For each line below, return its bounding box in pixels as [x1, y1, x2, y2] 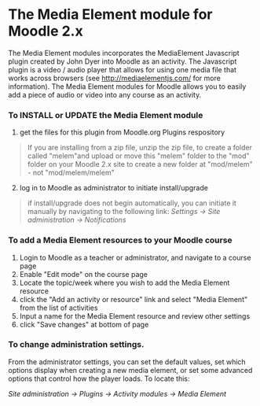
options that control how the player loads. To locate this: [8, 374, 190, 383]
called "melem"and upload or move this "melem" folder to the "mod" [27, 151, 250, 161]
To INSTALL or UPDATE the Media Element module [8, 109, 203, 120]
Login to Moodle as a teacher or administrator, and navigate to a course [19, 253, 251, 262]
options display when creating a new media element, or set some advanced [8, 365, 253, 375]
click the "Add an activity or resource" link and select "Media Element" [19, 294, 248, 304]
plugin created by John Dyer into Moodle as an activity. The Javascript [8, 57, 237, 66]
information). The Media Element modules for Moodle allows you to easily [8, 81, 247, 91]
